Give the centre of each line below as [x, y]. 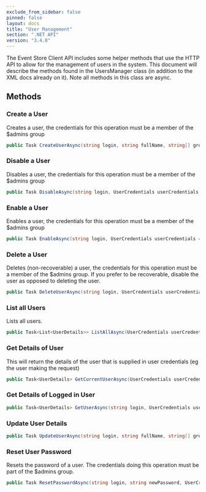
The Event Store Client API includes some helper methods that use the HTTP [103, 58]
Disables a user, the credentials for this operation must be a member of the [101, 174]
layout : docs [23, 23]
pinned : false [25, 18]
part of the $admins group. [40, 472]
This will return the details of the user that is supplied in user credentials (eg [102, 361]
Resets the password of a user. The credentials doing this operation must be [103, 465]
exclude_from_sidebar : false [44, 12]
